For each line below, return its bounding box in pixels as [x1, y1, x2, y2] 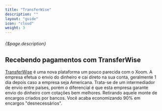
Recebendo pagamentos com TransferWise [5, 56, 141, 64]
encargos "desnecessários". [5, 100, 62, 106]
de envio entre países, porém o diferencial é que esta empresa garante [5, 84, 149, 90]
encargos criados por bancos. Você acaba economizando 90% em [5, 95, 141, 101]
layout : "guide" [5, 16, 38, 21]
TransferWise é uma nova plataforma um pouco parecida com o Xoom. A [5, 69, 153, 75]
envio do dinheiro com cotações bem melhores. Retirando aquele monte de [5, 89, 158, 96]
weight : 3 [5, 26, 26, 30]
